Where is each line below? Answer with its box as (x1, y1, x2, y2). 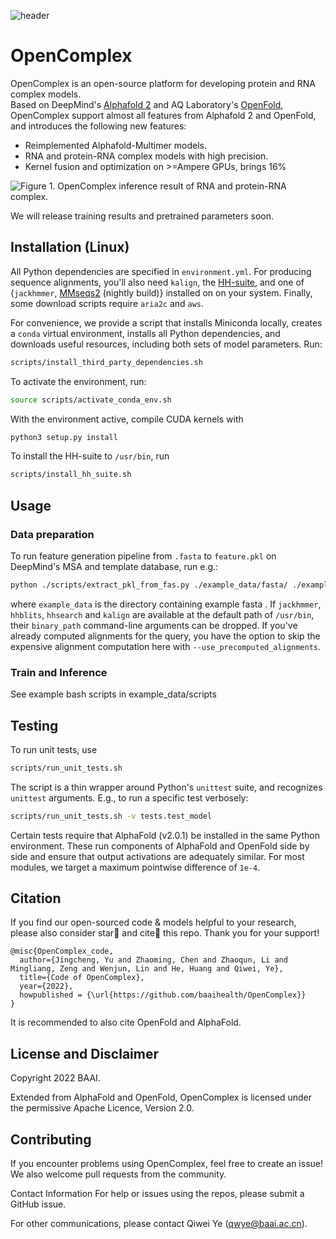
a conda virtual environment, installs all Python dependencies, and (10, 327, 281, 339)
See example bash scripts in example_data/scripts (10, 688, 217, 700)
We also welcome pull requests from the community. (10, 1168, 227, 1180)
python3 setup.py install (10, 432, 118, 442)
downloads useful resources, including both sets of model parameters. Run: (10, 338, 323, 350)
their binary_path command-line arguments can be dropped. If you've (10, 619, 298, 631)
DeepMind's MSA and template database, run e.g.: (10, 560, 219, 572)
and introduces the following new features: (10, 120, 187, 132)
